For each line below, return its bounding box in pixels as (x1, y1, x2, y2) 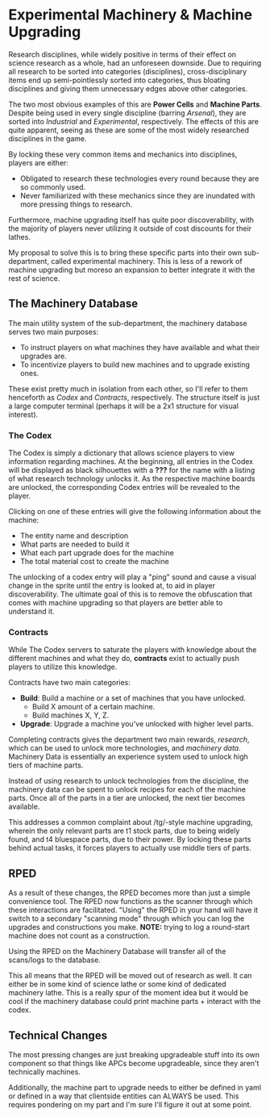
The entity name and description (19, 531, 129, 541)
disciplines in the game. (8, 133, 87, 143)
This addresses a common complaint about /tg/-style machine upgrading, (8, 818, 253, 827)
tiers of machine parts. (8, 760, 84, 770)
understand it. (8, 607, 55, 617)
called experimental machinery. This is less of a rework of (51, 256, 243, 266)
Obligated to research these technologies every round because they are (19, 174, 260, 183)
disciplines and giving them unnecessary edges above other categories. (8, 83, 248, 94)
